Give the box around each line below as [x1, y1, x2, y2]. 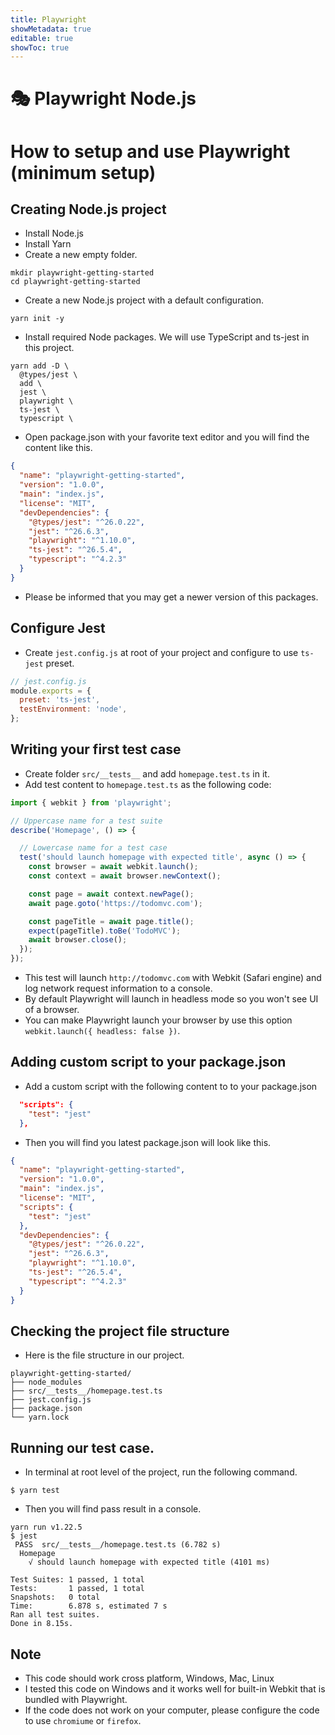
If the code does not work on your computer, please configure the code [24, 1704, 320, 1716]
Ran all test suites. [10, 1610, 101, 1620]
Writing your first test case [10, 741, 182, 758]
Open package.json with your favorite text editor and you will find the [24, 431, 310, 443]
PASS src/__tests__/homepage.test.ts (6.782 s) [14, 1540, 222, 1550]
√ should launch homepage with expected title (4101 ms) [28, 1557, 271, 1568]
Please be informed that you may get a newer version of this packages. [24, 591, 319, 603]
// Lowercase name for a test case [19, 843, 168, 853]
